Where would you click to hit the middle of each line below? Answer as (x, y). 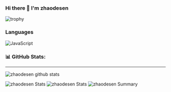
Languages (20, 32)
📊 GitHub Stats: (25, 57)
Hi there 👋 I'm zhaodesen (37, 8)
